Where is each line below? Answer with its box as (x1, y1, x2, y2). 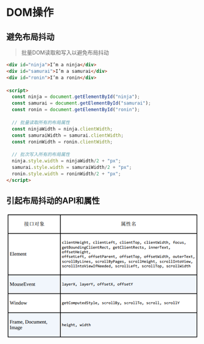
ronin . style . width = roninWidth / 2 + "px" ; (12, 171, 121, 177)
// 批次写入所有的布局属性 (12, 151, 70, 158)
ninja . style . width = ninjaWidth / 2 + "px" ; (12, 158, 121, 164)
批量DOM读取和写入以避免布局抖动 (21, 49, 110, 56)
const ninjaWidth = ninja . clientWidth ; (12, 126, 113, 132)
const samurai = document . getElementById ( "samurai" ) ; (12, 100, 151, 106)
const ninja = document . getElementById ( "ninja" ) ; (12, 94, 140, 100)
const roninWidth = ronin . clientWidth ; (12, 139, 113, 145)
